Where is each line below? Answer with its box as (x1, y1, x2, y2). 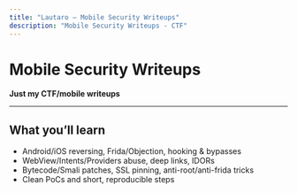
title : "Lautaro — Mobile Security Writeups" (9, 12, 179, 22)
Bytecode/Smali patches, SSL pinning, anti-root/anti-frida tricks (21, 165, 255, 175)
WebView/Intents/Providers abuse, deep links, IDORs (21, 156, 215, 166)
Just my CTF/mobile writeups (9, 89, 121, 99)
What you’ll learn (9, 122, 106, 137)
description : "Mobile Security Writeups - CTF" (9, 21, 188, 30)
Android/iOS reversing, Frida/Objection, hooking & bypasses (21, 146, 241, 157)
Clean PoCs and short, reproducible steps (21, 174, 175, 185)
